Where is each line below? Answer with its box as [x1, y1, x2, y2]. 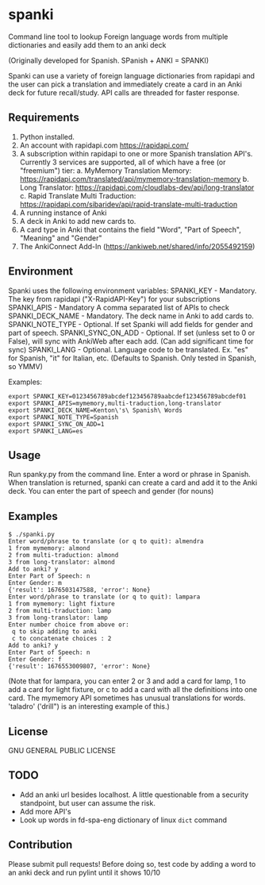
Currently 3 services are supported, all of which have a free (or [19, 157, 226, 167]
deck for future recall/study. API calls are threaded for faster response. [8, 87, 240, 97]
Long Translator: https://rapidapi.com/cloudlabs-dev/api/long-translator [19, 183, 255, 192]
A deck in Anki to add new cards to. [19, 216, 136, 225]
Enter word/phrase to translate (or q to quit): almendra [8, 537, 204, 545]
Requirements [8, 111, 79, 125]
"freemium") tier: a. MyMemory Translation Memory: [19, 165, 192, 175]
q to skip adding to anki [11, 628, 98, 636]
